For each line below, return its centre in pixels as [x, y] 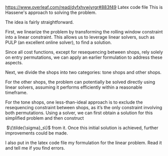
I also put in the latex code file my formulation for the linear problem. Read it [83, 143]
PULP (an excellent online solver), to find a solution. [58, 42]
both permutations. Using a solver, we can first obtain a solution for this [79, 113]
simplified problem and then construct [45, 118]
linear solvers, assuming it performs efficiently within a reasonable [74, 87]
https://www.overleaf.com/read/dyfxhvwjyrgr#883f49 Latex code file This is [84, 7]
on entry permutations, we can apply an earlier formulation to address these [84, 57]
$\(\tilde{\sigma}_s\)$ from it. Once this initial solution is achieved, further [82, 128]
